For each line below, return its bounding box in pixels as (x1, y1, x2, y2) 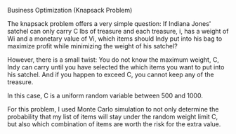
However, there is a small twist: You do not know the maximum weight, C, (7, 55, 220, 64)
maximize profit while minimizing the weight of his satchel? (7, 42, 178, 50)
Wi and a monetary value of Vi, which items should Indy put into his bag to (7, 34, 223, 43)
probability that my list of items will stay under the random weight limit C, (7, 112, 218, 121)
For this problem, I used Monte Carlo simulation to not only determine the (7, 105, 219, 113)
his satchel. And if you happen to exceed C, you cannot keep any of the (7, 70, 214, 79)
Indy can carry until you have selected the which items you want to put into (7, 63, 225, 71)
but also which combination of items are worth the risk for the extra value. (7, 120, 221, 128)
